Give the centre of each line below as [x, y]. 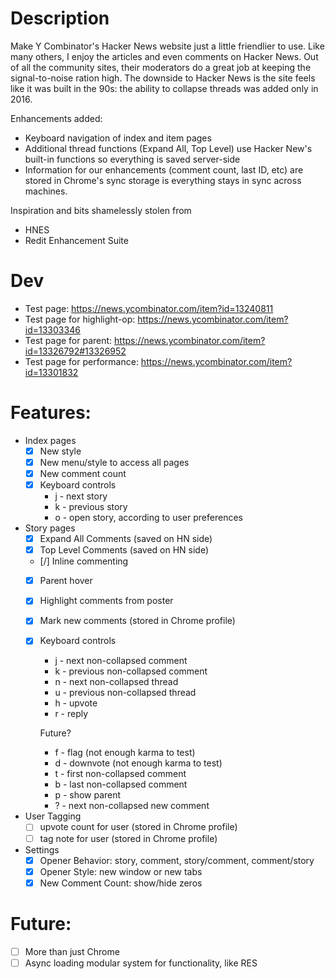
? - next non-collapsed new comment [132, 806]
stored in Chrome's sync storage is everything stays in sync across [163, 180]
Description [60, 18]
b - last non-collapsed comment [121, 784]
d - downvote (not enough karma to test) [138, 763]
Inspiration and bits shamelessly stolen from [101, 210]
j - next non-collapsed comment [121, 661]
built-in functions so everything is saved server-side [132, 159]
